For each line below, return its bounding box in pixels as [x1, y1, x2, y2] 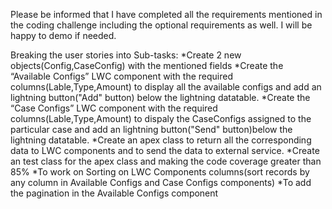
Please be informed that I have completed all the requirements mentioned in [10, 9, 323, 20]
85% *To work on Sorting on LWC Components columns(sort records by [10, 166, 310, 178]
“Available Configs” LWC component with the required [10, 70, 233, 82]
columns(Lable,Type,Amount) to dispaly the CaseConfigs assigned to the [10, 113, 312, 124]
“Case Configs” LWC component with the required [10, 102, 218, 114]
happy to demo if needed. [10, 30, 117, 41]
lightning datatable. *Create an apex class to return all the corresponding [10, 134, 312, 146]
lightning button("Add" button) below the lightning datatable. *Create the [10, 92, 311, 103]
